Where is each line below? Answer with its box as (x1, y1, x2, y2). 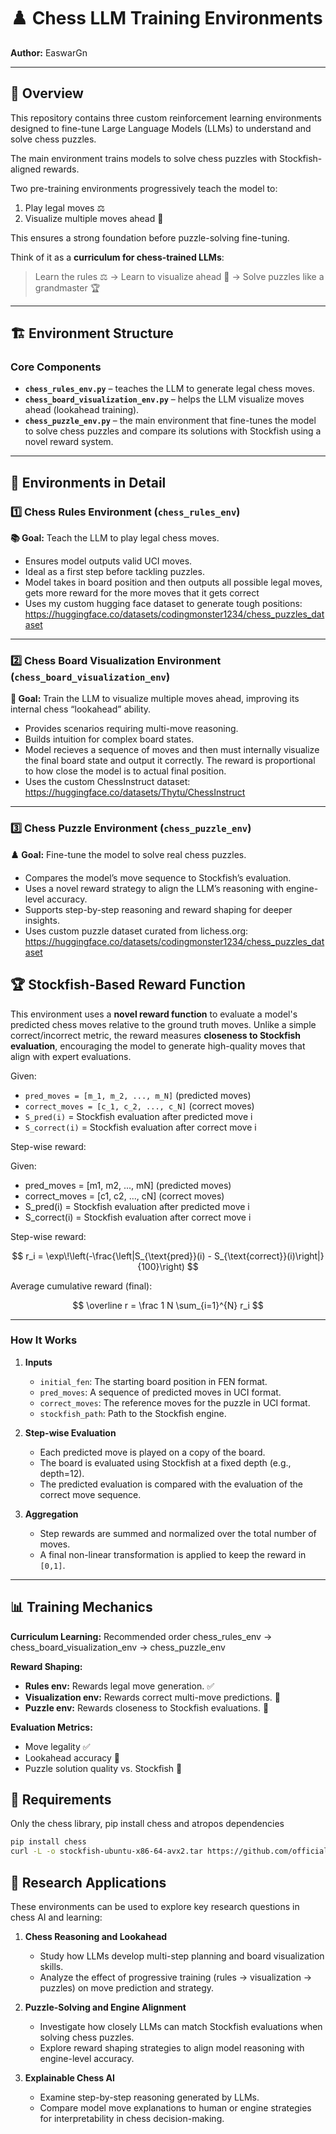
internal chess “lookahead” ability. (10, 703, 152, 715)
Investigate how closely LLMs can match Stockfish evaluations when (39, 2021, 323, 2033)
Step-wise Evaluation (24, 1426, 117, 1439)
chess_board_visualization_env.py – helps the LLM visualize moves (24, 393, 305, 405)
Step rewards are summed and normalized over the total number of (39, 1527, 317, 1539)
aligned (10, 163, 42, 175)
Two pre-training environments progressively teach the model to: (10, 182, 278, 194)
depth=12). (39, 1467, 85, 1479)
